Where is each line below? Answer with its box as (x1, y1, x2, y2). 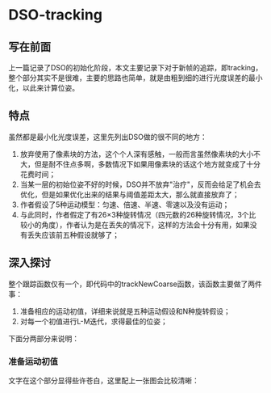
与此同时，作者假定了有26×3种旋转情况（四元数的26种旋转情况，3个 (19, 209, 249, 219)
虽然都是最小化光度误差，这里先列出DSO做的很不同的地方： (8, 132, 207, 142)
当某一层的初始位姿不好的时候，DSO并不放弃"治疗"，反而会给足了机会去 (19, 180, 261, 189)
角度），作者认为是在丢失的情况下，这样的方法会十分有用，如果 (41, 220, 250, 230)
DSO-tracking (8, 6, 103, 24)
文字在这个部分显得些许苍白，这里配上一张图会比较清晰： (8, 375, 199, 385)
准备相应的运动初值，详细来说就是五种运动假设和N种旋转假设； (19, 306, 231, 316)
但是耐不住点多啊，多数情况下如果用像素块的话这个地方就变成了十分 (34, 159, 261, 169)
